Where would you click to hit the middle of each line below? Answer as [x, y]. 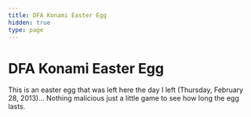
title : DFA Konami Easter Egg [58, 15]
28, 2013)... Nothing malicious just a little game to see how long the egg [124, 98]
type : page [26, 30]
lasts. [17, 107]
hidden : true [29, 23]
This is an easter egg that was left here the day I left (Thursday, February [126, 90]
